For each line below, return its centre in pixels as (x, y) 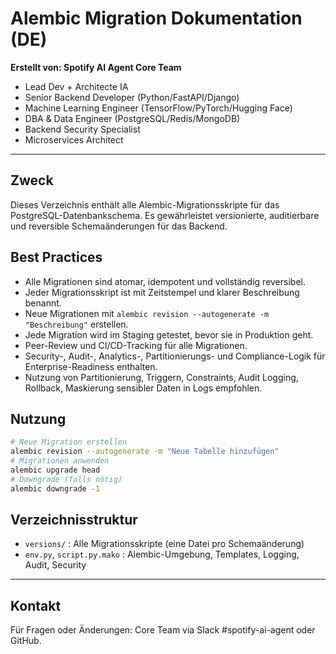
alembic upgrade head (55, 470)
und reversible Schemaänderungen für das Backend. (119, 226)
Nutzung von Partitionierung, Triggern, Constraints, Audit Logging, (161, 377)
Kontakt (36, 605)
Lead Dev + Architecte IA (76, 86)
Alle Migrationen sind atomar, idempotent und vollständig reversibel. (165, 281)
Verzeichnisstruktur (74, 520)
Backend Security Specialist (82, 129)
